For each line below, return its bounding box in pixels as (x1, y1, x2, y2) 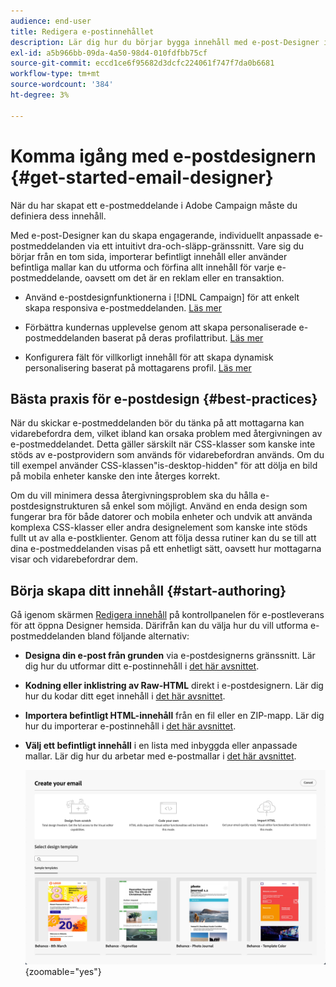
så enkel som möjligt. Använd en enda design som (100, 500, 308, 512)
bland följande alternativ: (87, 630, 190, 642)
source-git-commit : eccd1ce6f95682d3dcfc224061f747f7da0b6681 (10, 58, 275, 69)
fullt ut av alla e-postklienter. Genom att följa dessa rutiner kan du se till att (10, 532, 317, 544)
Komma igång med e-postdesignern (10, 145, 317, 167)
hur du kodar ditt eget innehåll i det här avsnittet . (24, 690, 226, 702)
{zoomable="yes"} (24, 965, 102, 977)
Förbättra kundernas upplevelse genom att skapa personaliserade (24, 321, 297, 333)
